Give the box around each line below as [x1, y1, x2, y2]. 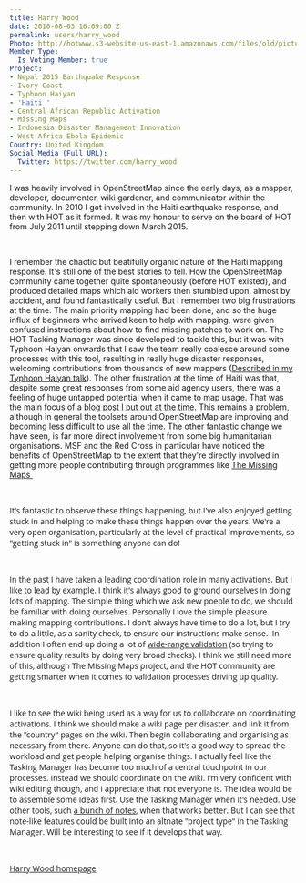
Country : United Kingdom [9, 140, 104, 149]
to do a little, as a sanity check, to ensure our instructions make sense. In [9, 627, 280, 639]
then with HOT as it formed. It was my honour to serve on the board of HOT [9, 211, 292, 222]
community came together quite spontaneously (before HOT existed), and [9, 275, 287, 287]
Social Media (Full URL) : [9, 148, 107, 157]
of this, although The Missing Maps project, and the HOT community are [9, 659, 276, 672]
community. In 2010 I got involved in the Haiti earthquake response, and [9, 201, 279, 212]
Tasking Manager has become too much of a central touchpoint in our [9, 761, 268, 773]
